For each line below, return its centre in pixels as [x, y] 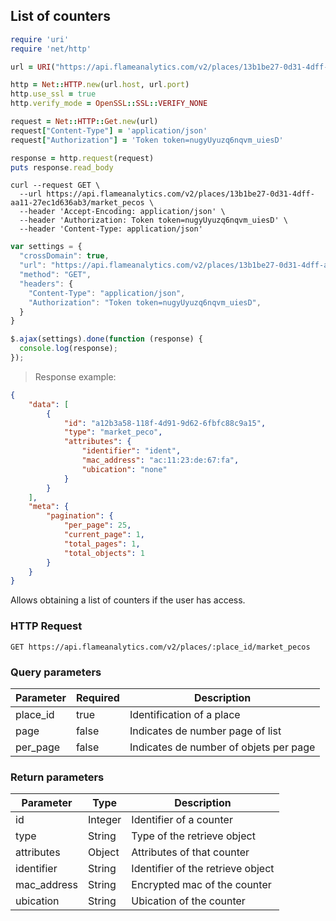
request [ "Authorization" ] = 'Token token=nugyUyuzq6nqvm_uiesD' [147, 140]
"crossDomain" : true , [64, 256]
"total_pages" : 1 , [102, 544]
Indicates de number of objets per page [222, 747]
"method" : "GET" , [55, 275]
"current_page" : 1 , [104, 535]
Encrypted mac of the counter [201, 885]
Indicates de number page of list [205, 731]
